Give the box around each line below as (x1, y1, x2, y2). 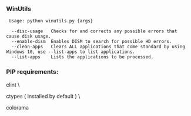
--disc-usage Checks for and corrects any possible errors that (11, 28, 177, 34)
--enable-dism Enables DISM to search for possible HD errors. (11, 39, 172, 45)
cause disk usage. (6, 34, 51, 39)
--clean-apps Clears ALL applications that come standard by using (11, 44, 185, 50)
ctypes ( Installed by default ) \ (6, 92, 81, 100)
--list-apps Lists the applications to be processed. (11, 54, 154, 60)
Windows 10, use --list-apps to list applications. (6, 49, 135, 55)
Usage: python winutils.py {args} (8, 18, 93, 24)
